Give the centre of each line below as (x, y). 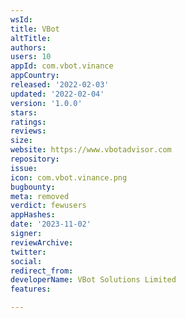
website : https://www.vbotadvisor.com (91, 150)
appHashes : (33, 215)
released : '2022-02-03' (60, 85)
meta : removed (40, 196)
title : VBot (35, 29)
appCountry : (35, 76)
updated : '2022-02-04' (57, 94)
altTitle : (31, 38)
